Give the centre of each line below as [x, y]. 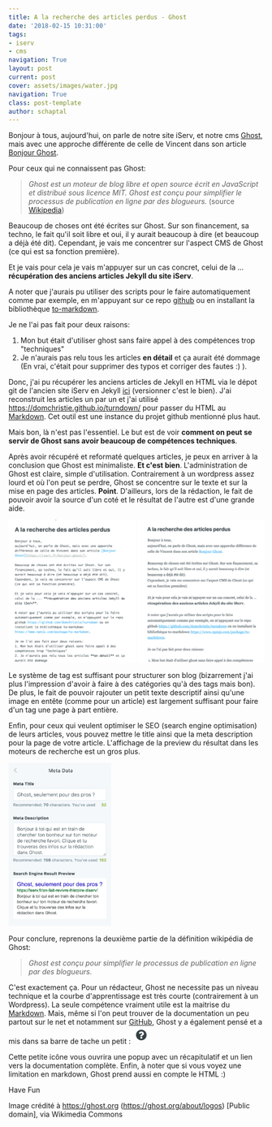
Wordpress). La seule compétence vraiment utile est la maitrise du [119, 1005]
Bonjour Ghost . [34, 153]
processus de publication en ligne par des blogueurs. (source [132, 201]
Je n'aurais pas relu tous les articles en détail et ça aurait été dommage [140, 358]
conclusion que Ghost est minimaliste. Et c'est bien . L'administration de [128, 465]
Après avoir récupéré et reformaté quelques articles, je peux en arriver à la [133, 457]
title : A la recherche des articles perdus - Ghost [97, 17]
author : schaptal [38, 111]
